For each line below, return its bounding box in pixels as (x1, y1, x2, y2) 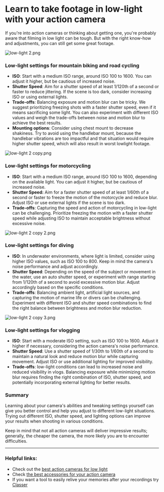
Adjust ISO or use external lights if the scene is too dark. (12, 200, 126, 205)
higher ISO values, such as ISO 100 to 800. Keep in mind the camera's (12, 258, 153, 264)
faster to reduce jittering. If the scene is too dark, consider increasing (12, 89, 152, 95)
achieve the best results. (12, 120, 62, 126)
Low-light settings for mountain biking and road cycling (5, 62, 140, 69)
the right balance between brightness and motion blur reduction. (12, 305, 143, 311)
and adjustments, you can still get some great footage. (5, 40, 115, 46)
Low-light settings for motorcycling (5, 162, 91, 169)
